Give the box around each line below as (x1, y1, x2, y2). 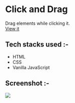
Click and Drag (5, 4, 68, 15)
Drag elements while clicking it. (5, 20, 70, 26)
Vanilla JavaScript (12, 64, 50, 70)
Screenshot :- (5, 79, 49, 88)
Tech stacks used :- (5, 40, 69, 49)
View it (5, 25, 20, 31)
